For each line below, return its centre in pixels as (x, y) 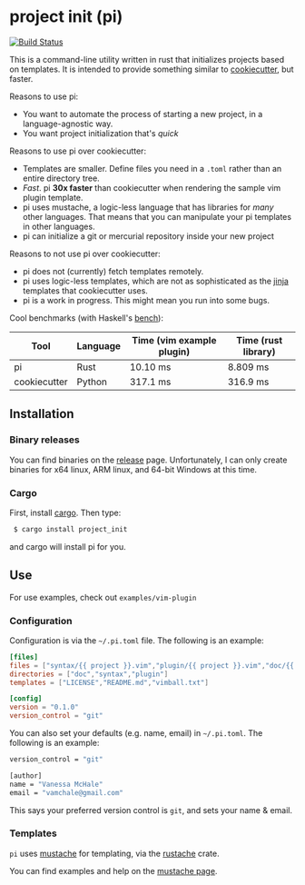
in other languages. (59, 226)
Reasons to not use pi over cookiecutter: (85, 254)
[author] (26, 776)
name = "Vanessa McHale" (56, 784)
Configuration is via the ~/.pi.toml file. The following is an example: (137, 640)
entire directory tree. (61, 178)
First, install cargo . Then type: (65, 512)
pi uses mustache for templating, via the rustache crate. (114, 853)
